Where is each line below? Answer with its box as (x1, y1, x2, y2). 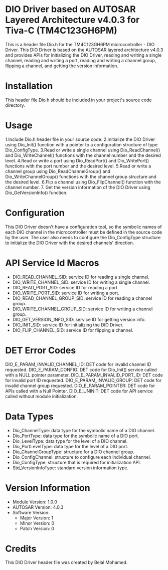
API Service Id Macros (5, 257, 99, 269)
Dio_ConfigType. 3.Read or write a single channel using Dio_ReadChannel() (5, 147, 160, 153)
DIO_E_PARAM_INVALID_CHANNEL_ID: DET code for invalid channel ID (5, 361, 151, 367)
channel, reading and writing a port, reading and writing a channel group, (5, 57, 156, 63)
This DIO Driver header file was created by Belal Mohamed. (5, 559, 128, 565)
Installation (5, 80, 53, 92)
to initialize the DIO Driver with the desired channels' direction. (5, 240, 134, 246)
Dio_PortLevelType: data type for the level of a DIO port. (12, 443, 129, 449)
